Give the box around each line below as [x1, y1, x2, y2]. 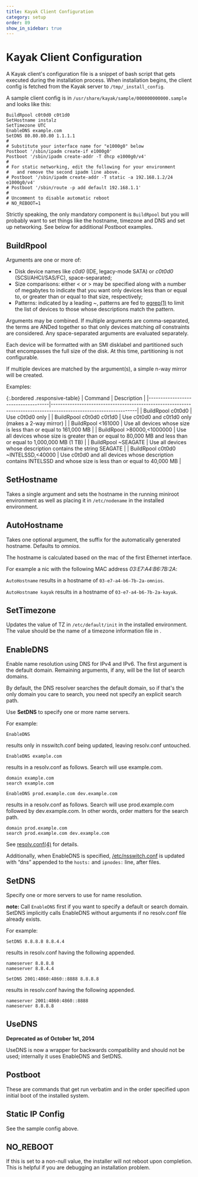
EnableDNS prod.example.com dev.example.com [6, 791, 118, 797]
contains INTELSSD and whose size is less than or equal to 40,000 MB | [6, 458, 181, 464]
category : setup [6, 14, 46, 20]
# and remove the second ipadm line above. [6, 170, 120, 176]
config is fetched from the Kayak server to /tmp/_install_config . [6, 83, 165, 90]
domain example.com [6, 775, 54, 782]
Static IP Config [6, 1109, 65, 1119]
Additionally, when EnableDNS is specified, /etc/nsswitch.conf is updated [6, 852, 185, 860]
